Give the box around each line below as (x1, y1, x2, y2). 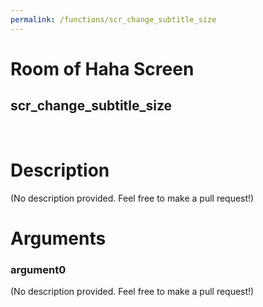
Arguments (10, 227, 107, 250)
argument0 (10, 262, 67, 276)
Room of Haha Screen (10, 57, 195, 80)
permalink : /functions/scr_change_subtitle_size (10, 14, 217, 25)
